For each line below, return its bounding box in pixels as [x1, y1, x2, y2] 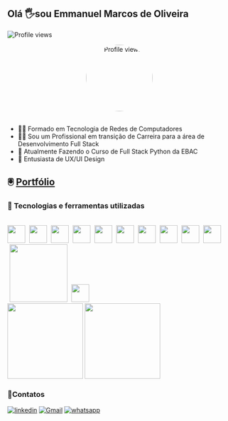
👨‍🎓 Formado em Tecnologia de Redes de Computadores [17, 124, 183, 133]
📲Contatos [7, 390, 45, 400]
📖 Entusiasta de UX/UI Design [17, 154, 105, 163]
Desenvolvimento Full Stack [17, 139, 99, 148]
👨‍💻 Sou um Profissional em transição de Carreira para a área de [17, 132, 205, 141]
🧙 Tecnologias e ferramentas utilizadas [7, 201, 145, 211]
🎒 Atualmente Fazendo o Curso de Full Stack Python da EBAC [17, 147, 198, 155]
